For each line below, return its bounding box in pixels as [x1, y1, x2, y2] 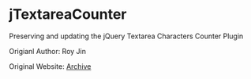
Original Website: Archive [9, 61, 92, 71]
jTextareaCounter [9, 5, 127, 23]
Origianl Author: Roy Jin [9, 46, 86, 56]
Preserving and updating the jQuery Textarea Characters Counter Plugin [9, 31, 244, 41]
